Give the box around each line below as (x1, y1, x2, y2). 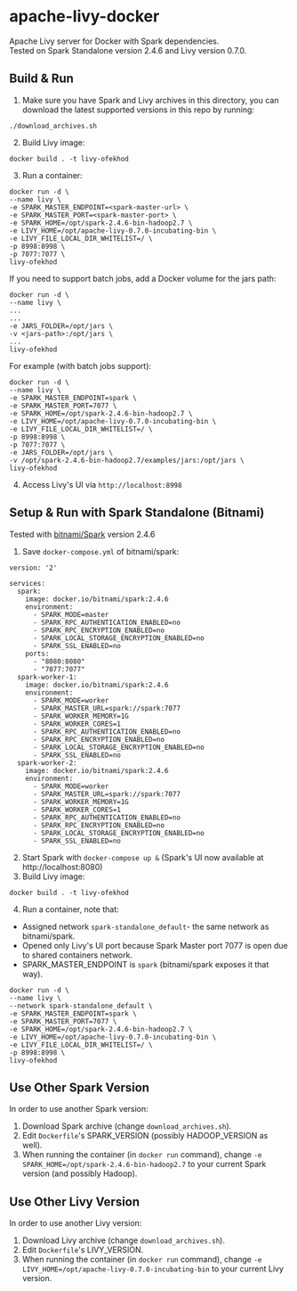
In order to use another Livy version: (9, 1218, 142, 1229)
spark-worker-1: (17, 672, 77, 681)
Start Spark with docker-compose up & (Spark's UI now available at (21, 851, 264, 862)
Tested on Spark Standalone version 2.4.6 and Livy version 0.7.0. (9, 45, 247, 55)
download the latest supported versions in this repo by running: (21, 104, 255, 115)
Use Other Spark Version (9, 1080, 149, 1095)
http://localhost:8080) (21, 861, 103, 872)
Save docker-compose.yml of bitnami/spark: (21, 546, 180, 556)
